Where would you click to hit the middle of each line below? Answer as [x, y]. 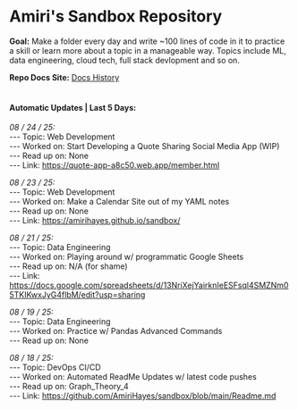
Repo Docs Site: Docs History [64, 77]
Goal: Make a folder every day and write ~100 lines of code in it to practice [147, 41]
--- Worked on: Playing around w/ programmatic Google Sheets [127, 257]
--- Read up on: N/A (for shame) [68, 266]
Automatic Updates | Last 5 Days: [73, 107]
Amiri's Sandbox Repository [116, 17]
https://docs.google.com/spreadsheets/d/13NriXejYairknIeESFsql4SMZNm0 [149, 285]
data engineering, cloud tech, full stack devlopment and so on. [124, 60]
